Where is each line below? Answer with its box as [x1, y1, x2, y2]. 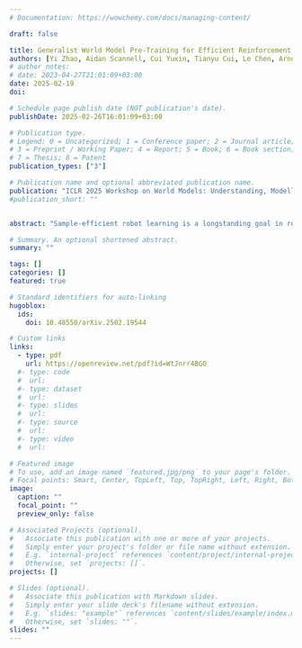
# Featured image [9, 459, 75, 468]
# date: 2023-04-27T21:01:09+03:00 [9, 71, 143, 80]
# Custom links [9, 334, 67, 343]
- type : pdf [17, 351, 63, 360]
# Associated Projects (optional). [9, 526, 143, 535]
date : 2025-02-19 [9, 79, 75, 88]
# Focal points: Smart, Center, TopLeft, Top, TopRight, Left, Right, [9, 476, 280, 485]
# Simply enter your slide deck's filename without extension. [9, 600, 259, 609]
